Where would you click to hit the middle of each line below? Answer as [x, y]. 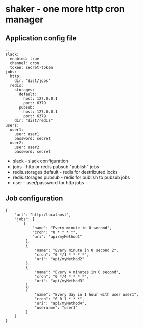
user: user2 [27, 147]
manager [25, 19]
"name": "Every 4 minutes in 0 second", [78, 272]
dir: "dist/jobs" [33, 81]
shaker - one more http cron [65, 9]
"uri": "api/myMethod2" [60, 259]
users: [12, 125]
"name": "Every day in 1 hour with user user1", [87, 294]
